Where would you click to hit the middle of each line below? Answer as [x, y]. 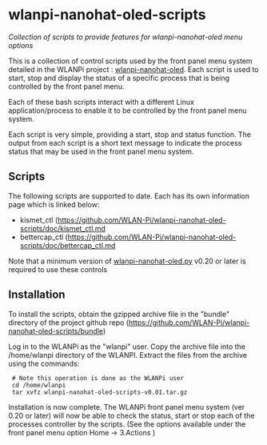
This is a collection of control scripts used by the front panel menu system [131, 61]
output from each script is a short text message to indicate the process [125, 142]
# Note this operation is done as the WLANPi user [98, 378]
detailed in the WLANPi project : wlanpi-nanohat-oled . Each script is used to [133, 69]
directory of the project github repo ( [69, 323]
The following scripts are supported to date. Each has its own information [129, 196]
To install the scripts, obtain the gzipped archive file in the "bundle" [119, 314]
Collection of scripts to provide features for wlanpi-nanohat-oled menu [126, 37]
